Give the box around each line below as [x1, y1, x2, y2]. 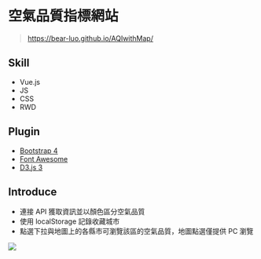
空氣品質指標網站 [8, 7, 119, 25]
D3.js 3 [19, 162, 43, 172]
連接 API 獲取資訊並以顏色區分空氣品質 [19, 207, 145, 217]
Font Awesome [19, 154, 68, 163]
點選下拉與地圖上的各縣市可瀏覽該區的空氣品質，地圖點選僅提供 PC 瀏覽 [19, 227, 254, 236]
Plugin [8, 125, 41, 138]
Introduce [8, 185, 57, 199]
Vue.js [19, 77, 41, 86]
